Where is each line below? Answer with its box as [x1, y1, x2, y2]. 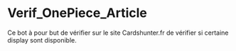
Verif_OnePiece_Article [7, 5, 147, 21]
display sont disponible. [7, 35, 77, 44]
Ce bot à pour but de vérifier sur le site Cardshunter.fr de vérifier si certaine [7, 28, 229, 37]
